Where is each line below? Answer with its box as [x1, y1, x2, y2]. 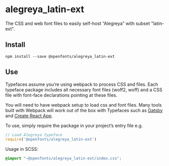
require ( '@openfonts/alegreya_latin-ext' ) [5, 137, 97, 142]
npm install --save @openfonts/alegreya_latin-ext [5, 54, 115, 59]
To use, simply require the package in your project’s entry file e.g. [5, 122, 143, 128]
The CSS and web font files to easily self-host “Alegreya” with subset [5, 20, 150, 26]
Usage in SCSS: [5, 146, 39, 152]
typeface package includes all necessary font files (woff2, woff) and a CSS [5, 86, 163, 92]
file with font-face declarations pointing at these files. [5, 92, 118, 98]
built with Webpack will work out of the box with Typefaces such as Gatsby [5, 107, 163, 113]
